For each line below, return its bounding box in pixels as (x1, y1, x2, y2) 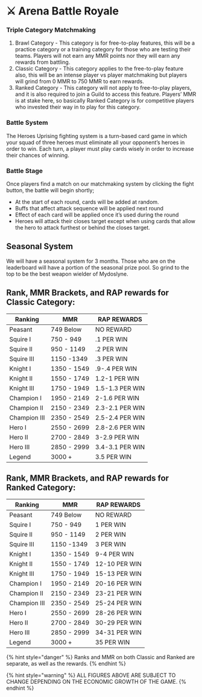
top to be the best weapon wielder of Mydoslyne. (6, 270, 128, 277)
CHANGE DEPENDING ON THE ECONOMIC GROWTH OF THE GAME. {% (6, 678, 187, 685)
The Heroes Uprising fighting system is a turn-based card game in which (6, 132, 188, 139)
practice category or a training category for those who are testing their (14, 46, 191, 53)
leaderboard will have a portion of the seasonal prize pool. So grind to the (6, 263, 189, 271)
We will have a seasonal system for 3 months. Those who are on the (6, 257, 176, 265)
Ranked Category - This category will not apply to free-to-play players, (14, 84, 192, 92)
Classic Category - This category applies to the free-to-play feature (14, 65, 184, 72)
